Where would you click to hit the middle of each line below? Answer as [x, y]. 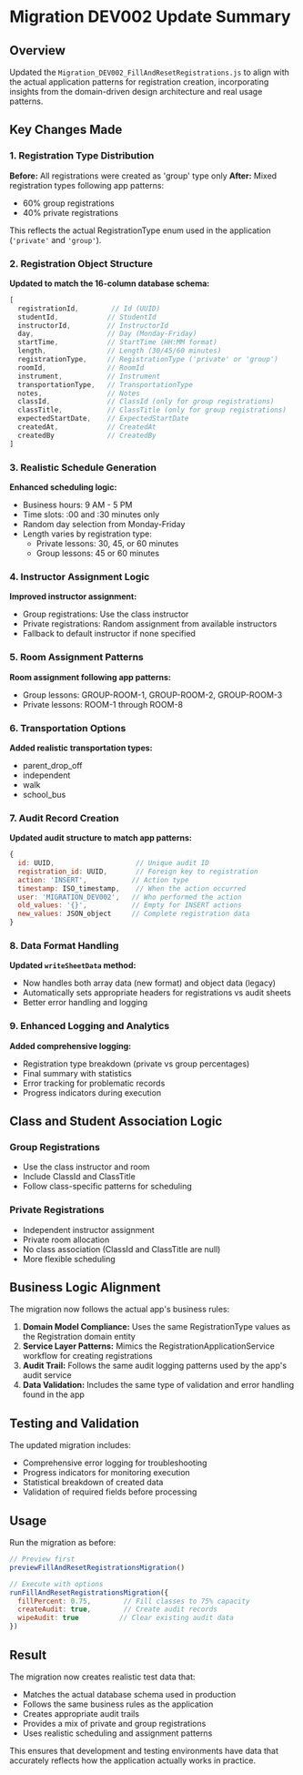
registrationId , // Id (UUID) [89, 308]
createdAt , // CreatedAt [87, 427]
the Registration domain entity [79, 1337]
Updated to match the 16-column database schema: [110, 283]
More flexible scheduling [69, 1259]
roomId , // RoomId [81, 367]
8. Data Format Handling [64, 946]
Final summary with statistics [77, 1073]
